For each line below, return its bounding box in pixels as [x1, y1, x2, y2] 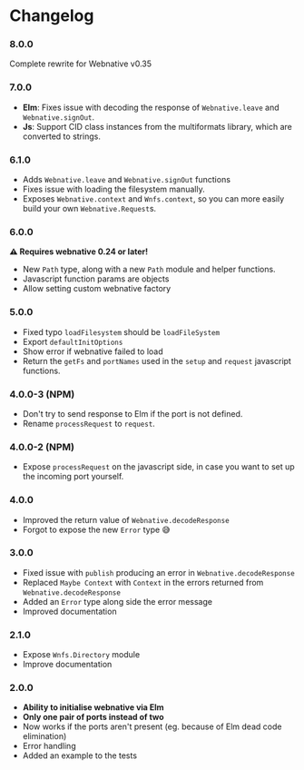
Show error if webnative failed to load [22, 346, 163, 357]
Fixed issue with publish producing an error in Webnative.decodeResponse [22, 567, 295, 577]
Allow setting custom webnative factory [22, 283, 172, 294]
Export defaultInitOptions [22, 336, 123, 347]
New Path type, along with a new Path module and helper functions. [22, 264, 276, 275]
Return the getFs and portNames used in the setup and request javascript [22, 355, 292, 366]
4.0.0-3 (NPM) [9, 388, 75, 400]
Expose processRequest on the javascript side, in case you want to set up [22, 461, 295, 472]
